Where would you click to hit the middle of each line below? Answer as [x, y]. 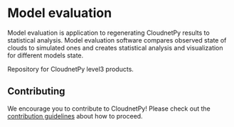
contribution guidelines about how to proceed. [75, 116]
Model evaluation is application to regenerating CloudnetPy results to [108, 33]
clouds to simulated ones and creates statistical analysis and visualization [115, 48]
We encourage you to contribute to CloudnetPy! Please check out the [109, 109]
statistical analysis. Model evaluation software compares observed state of [117, 40]
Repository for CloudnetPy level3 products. [70, 69]
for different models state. [46, 55]
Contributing [36, 91]
